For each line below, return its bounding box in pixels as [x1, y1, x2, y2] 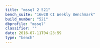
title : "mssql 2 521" [5, 7, 51, 12]
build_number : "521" [5, 16, 49, 21]
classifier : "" [5, 26, 37, 31]
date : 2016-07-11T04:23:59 [5, 30, 62, 35]
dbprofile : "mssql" [5, 21, 46, 26]
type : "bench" [5, 35, 35, 40]
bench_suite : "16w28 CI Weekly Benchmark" [5, 12, 95, 17]
